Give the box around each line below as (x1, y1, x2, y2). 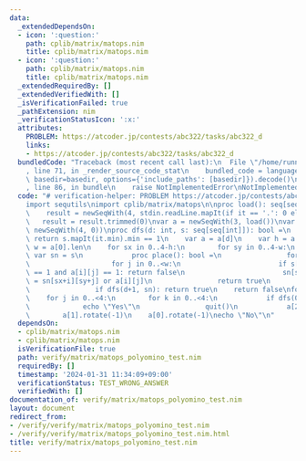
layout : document (9, 403, 76, 414)
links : (25, 141, 51, 150)
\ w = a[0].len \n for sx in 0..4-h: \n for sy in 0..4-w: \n (25, 243, 296, 252)
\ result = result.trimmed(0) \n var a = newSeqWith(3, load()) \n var (25, 216, 296, 226)
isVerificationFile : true (17, 344, 117, 353)
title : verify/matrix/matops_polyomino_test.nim (9, 437, 198, 447)
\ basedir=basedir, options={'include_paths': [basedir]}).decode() (25, 174, 291, 183)
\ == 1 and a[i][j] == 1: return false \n (25, 268, 185, 278)
